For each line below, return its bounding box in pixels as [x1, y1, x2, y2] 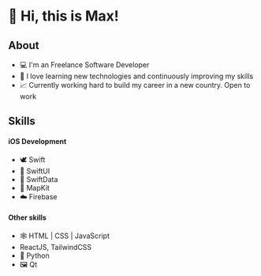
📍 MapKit [19, 183, 50, 192]
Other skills [8, 213, 47, 222]
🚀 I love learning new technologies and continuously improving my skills [19, 71, 254, 81]
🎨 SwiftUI [19, 166, 50, 176]
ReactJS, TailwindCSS [19, 242, 92, 251]
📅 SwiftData [19, 174, 58, 184]
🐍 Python [19, 251, 50, 260]
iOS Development [8, 136, 67, 146]
